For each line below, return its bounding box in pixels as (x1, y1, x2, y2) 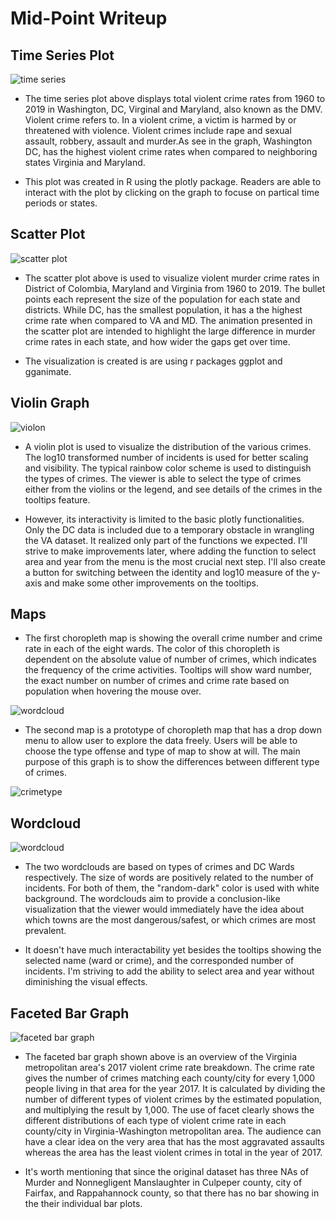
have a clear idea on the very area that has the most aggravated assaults (24, 1136, 325, 1148)
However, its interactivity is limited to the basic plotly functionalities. (24, 513, 305, 525)
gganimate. (24, 365, 72, 377)
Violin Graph (10, 395, 90, 412)
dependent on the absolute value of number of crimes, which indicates (24, 653, 317, 666)
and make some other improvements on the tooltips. (44, 577, 259, 589)
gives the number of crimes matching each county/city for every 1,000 (24, 1072, 316, 1084)
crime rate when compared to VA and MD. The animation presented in (24, 314, 313, 326)
